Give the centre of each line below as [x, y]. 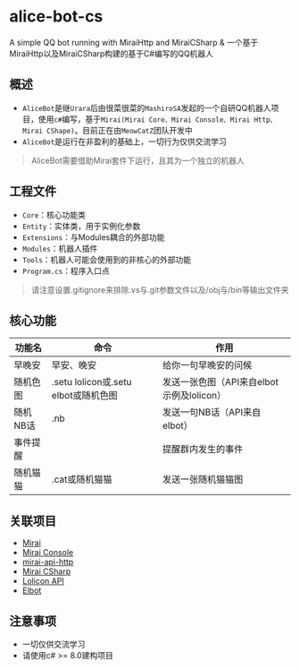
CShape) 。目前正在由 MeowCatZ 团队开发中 [120, 130]
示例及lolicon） [194, 396]
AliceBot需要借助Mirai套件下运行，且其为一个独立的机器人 [138, 160]
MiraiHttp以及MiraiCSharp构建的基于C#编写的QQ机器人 [112, 53]
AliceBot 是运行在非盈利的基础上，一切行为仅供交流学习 [125, 142]
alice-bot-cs [56, 17]
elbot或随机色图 [84, 396]
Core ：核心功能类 [54, 214]
